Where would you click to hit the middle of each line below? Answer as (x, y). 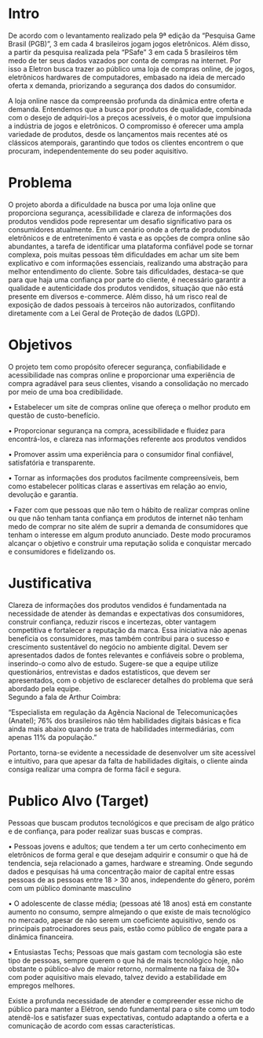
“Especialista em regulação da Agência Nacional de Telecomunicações (123, 712)
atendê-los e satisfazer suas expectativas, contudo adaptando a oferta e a (129, 1017)
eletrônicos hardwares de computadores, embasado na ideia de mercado (127, 77)
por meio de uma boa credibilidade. (66, 392)
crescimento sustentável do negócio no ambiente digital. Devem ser (118, 646)
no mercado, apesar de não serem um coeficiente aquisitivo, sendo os (122, 920)
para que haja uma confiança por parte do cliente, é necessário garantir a (127, 279)
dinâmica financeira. (41, 937)
